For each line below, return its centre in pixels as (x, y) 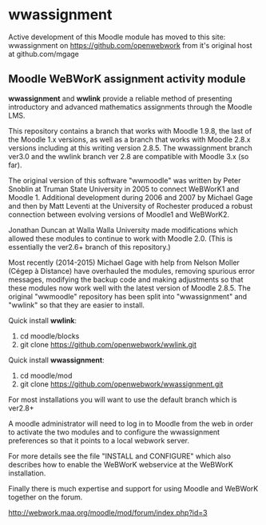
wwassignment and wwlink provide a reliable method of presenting (121, 98)
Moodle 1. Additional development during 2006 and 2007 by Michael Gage (131, 197)
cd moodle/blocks (50, 336)
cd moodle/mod (46, 375)
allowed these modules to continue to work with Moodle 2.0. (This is (121, 238)
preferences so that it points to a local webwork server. (99, 440)
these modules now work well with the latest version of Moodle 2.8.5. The (130, 288)
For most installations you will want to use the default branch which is (123, 399)
